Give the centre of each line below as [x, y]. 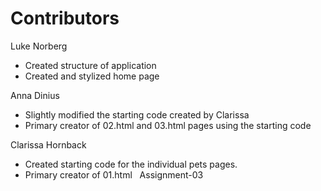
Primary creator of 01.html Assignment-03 [114, 174]
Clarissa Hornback [48, 144]
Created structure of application [90, 65]
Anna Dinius [35, 95]
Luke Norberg [39, 46]
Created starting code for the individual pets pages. [131, 164]
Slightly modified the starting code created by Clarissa [137, 114]
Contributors [65, 18]
